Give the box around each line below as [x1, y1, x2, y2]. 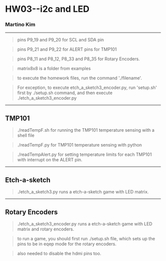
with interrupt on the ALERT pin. [17, 157, 83, 163]
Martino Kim [5, 21, 36, 28]
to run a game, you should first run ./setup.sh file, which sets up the [17, 235, 156, 241]
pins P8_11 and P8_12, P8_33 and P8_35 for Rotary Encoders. [17, 56, 140, 62]
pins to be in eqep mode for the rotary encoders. [17, 241, 117, 247]
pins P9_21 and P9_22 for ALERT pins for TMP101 [17, 46, 117, 52]
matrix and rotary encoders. [17, 226, 75, 232]
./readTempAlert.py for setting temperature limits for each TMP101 [17, 151, 152, 157]
